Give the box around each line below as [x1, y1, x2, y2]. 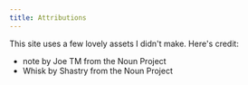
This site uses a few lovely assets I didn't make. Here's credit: [9, 38, 240, 49]
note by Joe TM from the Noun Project [22, 55, 167, 66]
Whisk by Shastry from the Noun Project [22, 65, 174, 76]
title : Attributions [9, 13, 88, 23]
